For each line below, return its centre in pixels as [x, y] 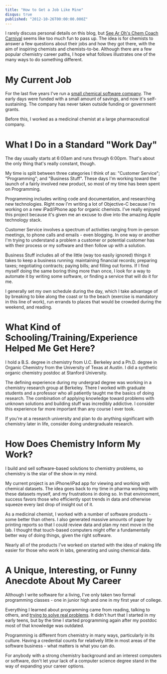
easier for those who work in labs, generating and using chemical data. [78, 550]
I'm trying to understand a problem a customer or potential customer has [80, 240]
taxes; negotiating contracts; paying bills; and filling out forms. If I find [77, 266]
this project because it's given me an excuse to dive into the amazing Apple [83, 215]
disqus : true [19, 14]
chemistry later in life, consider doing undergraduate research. [69, 424]
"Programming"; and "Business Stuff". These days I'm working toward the [81, 179]
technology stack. [24, 220]
